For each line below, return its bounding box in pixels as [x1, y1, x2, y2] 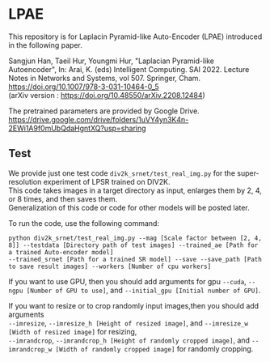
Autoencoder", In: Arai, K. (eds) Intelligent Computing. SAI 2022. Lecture [8, 64, 250, 74]
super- [237, 168, 260, 178]
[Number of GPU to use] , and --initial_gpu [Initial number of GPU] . [26, 285, 261, 295]
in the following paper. [8, 40, 83, 49]
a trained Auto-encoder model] [8, 248, 114, 256]
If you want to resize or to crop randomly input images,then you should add [8, 300, 259, 310]
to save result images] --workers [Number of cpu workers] [8, 262, 212, 270]
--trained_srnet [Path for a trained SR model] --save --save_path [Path [8, 255, 263, 263]
